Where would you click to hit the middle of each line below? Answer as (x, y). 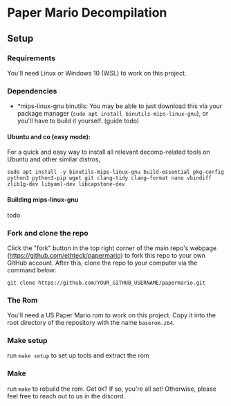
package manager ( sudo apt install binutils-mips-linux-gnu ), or (113, 114)
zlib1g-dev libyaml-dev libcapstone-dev (66, 184)
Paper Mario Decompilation (87, 13)
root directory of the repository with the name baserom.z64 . (91, 323)
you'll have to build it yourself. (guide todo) (78, 121)
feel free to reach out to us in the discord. (66, 396)
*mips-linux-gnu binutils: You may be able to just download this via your (120, 106)
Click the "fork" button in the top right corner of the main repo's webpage (112, 248)
